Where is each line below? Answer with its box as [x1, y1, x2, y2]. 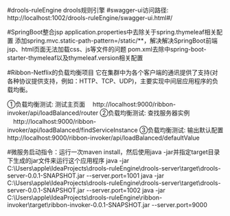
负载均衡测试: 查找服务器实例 [108, 109, 190, 117]
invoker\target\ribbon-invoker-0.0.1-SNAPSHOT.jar [7, 201, 150, 208]
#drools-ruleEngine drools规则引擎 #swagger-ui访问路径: [7, 6, 169, 14]
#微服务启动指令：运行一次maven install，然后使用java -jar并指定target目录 [7, 148, 220, 156]
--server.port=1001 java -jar [86, 171, 165, 180]
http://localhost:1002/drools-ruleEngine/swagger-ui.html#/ [7, 14, 173, 22]
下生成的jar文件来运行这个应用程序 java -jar [7, 157, 130, 164]
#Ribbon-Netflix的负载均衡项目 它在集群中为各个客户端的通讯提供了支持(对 [7, 68, 218, 76]
